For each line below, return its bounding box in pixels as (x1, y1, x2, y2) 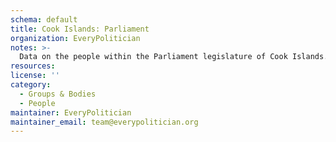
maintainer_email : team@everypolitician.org (10, 117, 199, 127)
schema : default (10, 14, 78, 25)
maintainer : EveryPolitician (10, 107, 132, 118)
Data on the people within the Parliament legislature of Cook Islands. (19, 52, 329, 62)
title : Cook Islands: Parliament (10, 24, 150, 34)
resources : (10, 61, 56, 71)
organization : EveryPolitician (10, 33, 141, 43)
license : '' (10, 71, 60, 81)
